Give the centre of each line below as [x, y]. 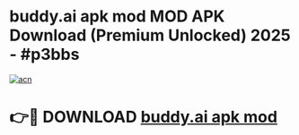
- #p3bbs [44, 55]
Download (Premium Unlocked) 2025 [150, 35]
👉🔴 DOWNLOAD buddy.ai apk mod [144, 117]
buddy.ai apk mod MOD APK [117, 17]
